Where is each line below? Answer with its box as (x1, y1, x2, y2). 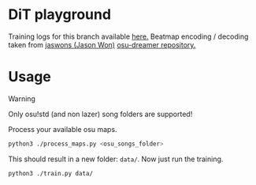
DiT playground (8, 6, 112, 24)
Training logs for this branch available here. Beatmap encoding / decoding (8, 32, 249, 41)
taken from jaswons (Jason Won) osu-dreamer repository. (8, 40, 196, 49)
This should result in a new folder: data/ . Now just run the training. (8, 154, 224, 164)
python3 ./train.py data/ (8, 169, 93, 177)
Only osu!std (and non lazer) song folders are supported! (8, 109, 193, 119)
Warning (8, 93, 35, 104)
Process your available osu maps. (8, 124, 117, 134)
